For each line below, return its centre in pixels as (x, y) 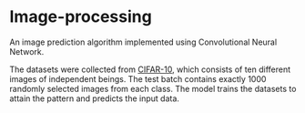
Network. (27, 51)
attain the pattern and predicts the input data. (95, 98)
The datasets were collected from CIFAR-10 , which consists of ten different (150, 69)
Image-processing (81, 17)
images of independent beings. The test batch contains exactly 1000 (138, 78)
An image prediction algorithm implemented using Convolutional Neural (143, 42)
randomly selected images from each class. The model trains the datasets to (153, 88)
